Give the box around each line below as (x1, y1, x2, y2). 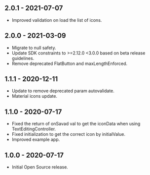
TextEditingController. (11, 126, 56, 132)
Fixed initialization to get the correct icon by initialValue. (11, 131, 125, 137)
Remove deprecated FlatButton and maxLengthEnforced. (11, 60, 128, 66)
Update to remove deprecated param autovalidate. (11, 88, 114, 94)
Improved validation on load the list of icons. (11, 17, 102, 23)
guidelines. (11, 55, 35, 61)
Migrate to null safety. (11, 45, 56, 51)
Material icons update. (11, 93, 58, 99)
